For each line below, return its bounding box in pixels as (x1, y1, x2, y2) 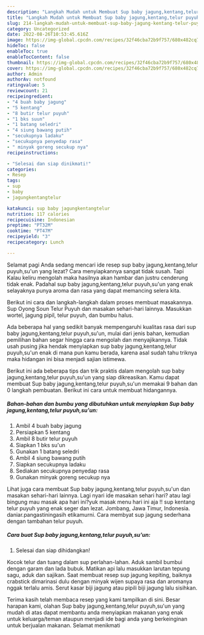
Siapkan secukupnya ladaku (15, 460, 87, 468)
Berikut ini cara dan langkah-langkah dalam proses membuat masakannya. (7, 298, 193, 306)
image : (7, 37, 24, 43)
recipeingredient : (7, 93, 53, 99)
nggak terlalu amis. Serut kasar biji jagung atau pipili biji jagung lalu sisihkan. (7, 584, 197, 591)
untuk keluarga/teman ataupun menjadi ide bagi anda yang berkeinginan (7, 615, 188, 622)
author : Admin (7, 71, 43, 77)
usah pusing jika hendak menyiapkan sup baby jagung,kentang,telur (7, 342, 177, 350)
